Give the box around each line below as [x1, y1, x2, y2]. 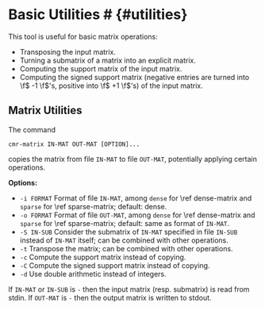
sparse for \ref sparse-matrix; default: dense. [19, 201, 167, 211]
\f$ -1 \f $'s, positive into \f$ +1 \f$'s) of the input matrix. [19, 81, 204, 90]
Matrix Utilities [8, 104, 83, 117]
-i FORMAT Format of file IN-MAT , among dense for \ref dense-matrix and [19, 193, 252, 203]
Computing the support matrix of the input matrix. [19, 63, 182, 73]
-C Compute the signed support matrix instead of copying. [19, 260, 210, 270]
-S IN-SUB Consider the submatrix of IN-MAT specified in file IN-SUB [19, 227, 238, 236]
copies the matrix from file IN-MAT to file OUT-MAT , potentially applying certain [8, 154, 258, 163]
